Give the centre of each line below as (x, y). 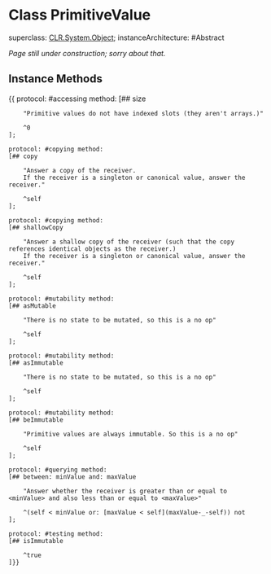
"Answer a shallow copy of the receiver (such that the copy (129, 242)
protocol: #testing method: (56, 534)
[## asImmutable (36, 363)
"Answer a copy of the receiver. (80, 170)
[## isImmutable (36, 541)
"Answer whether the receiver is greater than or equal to (125, 491)
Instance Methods (56, 79)
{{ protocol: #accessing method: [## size (77, 99)
